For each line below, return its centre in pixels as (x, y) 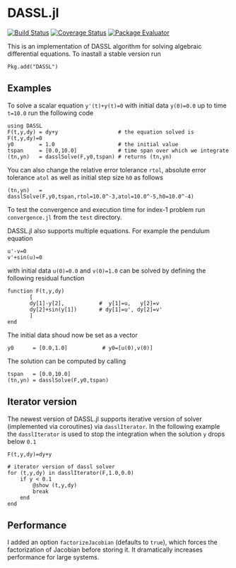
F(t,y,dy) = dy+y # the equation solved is (101, 132)
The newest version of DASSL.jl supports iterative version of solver (105, 419)
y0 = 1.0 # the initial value (93, 144)
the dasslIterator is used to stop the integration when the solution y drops (116, 434)
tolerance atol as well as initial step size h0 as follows (85, 177)
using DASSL (25, 126)
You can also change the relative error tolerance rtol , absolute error (107, 170)
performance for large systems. (53, 557)
